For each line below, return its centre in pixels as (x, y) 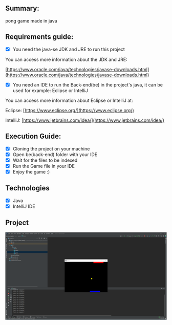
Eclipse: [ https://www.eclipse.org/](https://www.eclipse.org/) (70, 110)
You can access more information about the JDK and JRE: (66, 59)
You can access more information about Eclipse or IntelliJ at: (69, 100)
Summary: (22, 8)
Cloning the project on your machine (51, 148)
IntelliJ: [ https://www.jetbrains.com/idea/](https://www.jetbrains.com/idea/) (85, 120)
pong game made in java (31, 20)
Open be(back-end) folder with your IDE (55, 154)
